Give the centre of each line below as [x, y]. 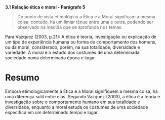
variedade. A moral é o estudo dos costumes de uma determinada [72, 52]
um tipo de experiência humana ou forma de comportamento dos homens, [81, 42]
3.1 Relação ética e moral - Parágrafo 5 [45, 7]
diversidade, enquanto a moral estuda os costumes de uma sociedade [77, 107]
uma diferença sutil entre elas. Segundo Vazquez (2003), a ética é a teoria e [83, 96]
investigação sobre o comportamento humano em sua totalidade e [73, 102]
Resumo [22, 78]
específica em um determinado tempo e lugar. [52, 112]
